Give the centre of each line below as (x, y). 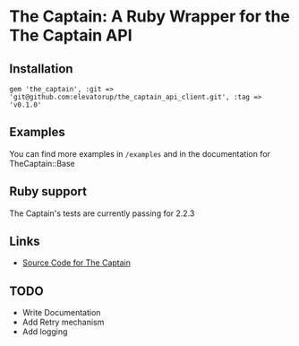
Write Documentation (61, 313)
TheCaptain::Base (42, 163)
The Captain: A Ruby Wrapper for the (150, 17)
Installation (41, 69)
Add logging (45, 332)
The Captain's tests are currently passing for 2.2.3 (102, 213)
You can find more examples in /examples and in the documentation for (140, 153)
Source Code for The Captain (77, 263)
